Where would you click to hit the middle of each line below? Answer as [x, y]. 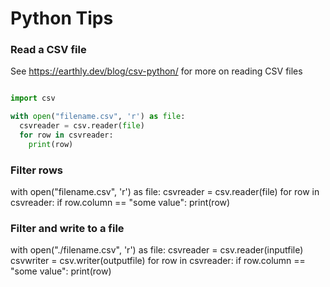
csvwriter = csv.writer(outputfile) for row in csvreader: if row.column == [158, 261]
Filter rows [36, 170]
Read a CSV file [48, 50]
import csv [33, 98]
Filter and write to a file [67, 229]
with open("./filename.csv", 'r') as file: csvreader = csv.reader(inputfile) [157, 250]
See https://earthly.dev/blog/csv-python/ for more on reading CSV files [156, 71]
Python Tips [62, 18]
